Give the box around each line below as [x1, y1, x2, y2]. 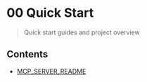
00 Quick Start [6, 5, 94, 21]
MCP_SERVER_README [16, 67, 87, 75]
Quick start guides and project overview [23, 28, 140, 36]
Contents [6, 48, 49, 60]
